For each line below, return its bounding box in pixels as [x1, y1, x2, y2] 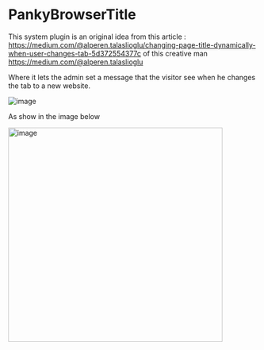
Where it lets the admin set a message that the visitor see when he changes [8, 72, 256, 82]
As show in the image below [8, 111, 101, 121]
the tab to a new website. [8, 81, 91, 90]
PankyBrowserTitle [8, 6, 136, 24]
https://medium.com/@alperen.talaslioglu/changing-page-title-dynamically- [8, 40, 256, 49]
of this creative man [142, 48, 209, 58]
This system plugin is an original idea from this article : [8, 32, 186, 41]
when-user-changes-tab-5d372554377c [8, 48, 141, 58]
